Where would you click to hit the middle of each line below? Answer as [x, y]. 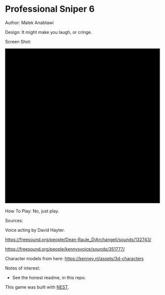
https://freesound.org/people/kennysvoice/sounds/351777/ [65, 249]
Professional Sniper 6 [50, 9]
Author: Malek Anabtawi [29, 23]
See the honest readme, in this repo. [49, 277]
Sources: [14, 220]
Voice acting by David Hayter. [35, 230]
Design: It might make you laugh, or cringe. [49, 32]
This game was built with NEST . [37, 287]
